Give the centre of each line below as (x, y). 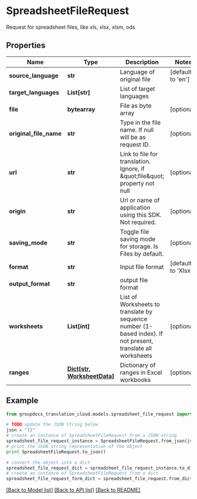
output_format (30, 284)
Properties (26, 45)
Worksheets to (140, 304)
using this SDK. (141, 215)
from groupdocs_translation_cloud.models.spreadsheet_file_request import (99, 414)
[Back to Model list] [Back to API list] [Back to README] (73, 490)
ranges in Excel (141, 372)
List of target (137, 89)
